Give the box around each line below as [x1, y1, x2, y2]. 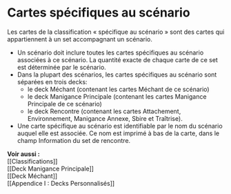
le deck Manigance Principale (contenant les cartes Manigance [27, 92, 207, 101]
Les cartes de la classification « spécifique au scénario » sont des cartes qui [7, 28, 225, 36]
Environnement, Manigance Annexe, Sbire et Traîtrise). [27, 114, 183, 122]
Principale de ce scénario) [27, 99, 102, 108]
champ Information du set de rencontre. [17, 136, 131, 144]
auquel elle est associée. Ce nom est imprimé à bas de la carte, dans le [17, 129, 219, 137]
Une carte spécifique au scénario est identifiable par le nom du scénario [17, 122, 223, 130]
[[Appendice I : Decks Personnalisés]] [7, 179, 115, 187]
